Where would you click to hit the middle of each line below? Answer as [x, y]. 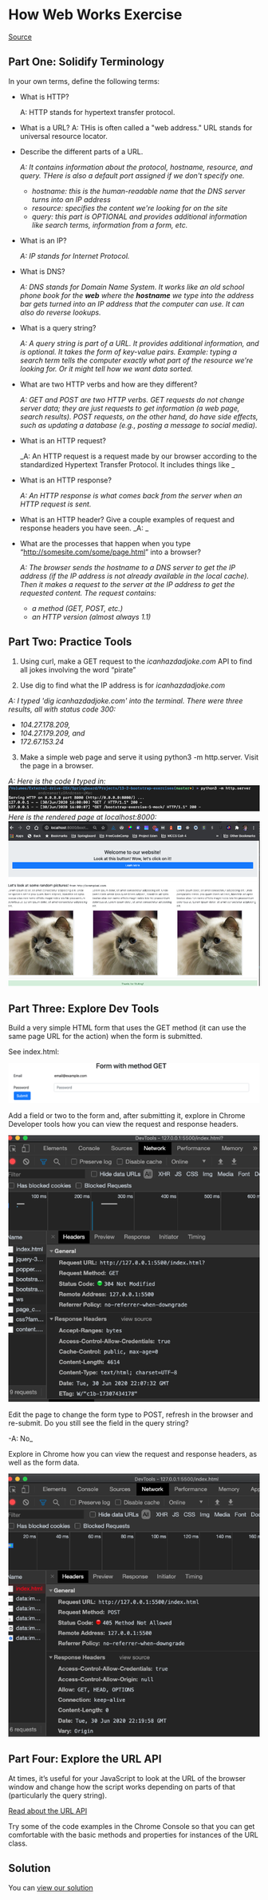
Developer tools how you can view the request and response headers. [124, 1124]
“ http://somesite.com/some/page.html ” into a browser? [110, 552]
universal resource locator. [63, 136]
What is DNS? [42, 271]
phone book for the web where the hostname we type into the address [137, 295]
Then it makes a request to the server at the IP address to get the [127, 584]
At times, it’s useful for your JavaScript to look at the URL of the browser [127, 1778]
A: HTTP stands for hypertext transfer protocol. [97, 112]
